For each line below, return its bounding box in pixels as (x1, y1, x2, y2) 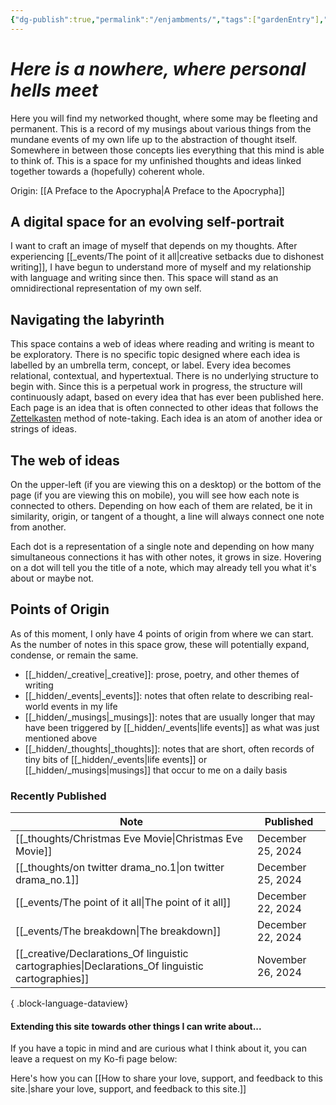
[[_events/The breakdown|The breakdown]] (15, 924, 222, 938)
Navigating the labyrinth (10, 311, 165, 328)
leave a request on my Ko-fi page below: (10, 1053, 178, 1065)
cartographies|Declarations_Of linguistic (15, 959, 204, 973)
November (257, 953, 307, 967)
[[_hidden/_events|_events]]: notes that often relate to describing (24, 689, 292, 701)
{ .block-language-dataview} (10, 997, 129, 1010)
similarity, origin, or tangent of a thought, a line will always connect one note (10, 511, 325, 522)
